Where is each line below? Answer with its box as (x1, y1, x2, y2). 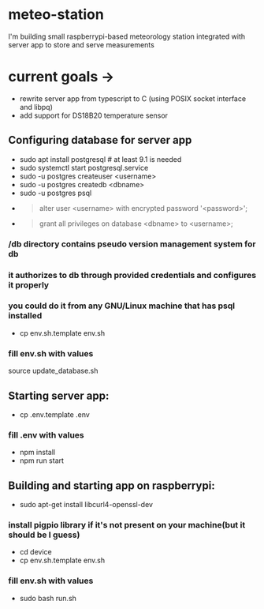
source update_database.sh (8, 366, 99, 376)
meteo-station (8, 6, 104, 24)
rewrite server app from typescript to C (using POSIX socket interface (19, 93, 247, 103)
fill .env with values (8, 429, 84, 440)
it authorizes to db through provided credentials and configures (8, 269, 257, 280)
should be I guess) (8, 529, 80, 540)
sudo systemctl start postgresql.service (19, 163, 149, 172)
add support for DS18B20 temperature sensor (19, 111, 168, 120)
